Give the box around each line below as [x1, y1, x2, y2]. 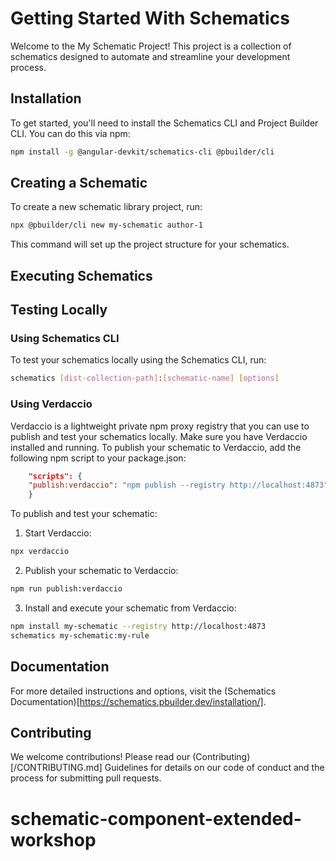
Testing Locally [10, 302, 108, 319]
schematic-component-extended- [10, 807, 302, 830]
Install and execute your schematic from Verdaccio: [24, 602, 237, 614]
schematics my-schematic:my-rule [10, 630, 150, 641]
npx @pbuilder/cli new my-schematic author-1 [10, 220, 203, 231]
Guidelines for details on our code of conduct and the [104, 762, 325, 774]
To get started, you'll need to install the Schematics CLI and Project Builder [10, 117, 319, 129]
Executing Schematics [10, 267, 153, 284]
